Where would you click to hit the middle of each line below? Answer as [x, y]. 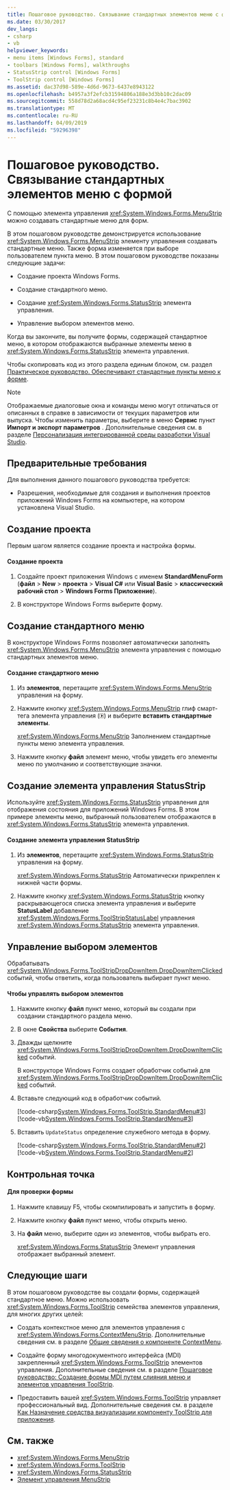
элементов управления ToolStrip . [65, 1384]
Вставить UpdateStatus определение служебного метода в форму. [114, 1132]
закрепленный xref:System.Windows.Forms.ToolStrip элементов [110, 1362]
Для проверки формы [40, 1192]
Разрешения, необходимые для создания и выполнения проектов [114, 493]
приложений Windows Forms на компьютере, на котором [101, 500]
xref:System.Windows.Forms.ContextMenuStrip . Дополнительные [111, 1334]
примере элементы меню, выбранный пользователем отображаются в [112, 817]
